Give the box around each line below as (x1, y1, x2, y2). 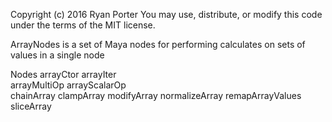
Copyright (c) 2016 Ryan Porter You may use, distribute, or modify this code (10, 9, 323, 20)
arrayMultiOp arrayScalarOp (10, 79, 127, 91)
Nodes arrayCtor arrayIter (10, 69, 117, 80)
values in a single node (10, 49, 105, 61)
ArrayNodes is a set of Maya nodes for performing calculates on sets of (10, 39, 306, 50)
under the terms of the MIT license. (10, 19, 156, 31)
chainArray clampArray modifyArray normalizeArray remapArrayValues (10, 90, 302, 101)
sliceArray (10, 100, 52, 112)
